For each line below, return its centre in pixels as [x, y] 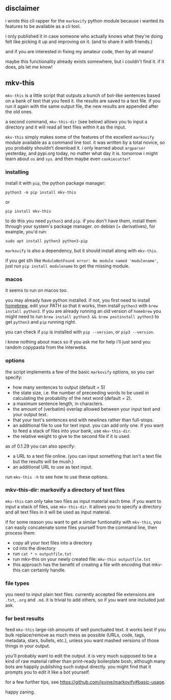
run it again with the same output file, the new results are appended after [82, 106]
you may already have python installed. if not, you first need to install [78, 300]
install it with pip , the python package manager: [55, 183]
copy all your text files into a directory [53, 543]
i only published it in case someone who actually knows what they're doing [84, 36]
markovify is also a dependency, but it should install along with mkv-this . [81, 250]
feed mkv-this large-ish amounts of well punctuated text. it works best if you [86, 630]
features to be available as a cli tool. [43, 26]
